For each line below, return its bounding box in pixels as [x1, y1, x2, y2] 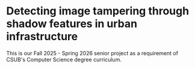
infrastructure [6, 30, 78, 43]
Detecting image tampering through [6, 4, 190, 18]
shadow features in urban [6, 17, 137, 31]
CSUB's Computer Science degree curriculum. [6, 56, 122, 63]
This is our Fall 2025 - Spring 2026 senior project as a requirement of [6, 49, 179, 56]
